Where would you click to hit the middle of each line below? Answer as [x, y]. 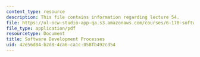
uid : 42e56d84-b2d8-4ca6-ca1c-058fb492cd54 [61, 45]
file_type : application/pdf [41, 28]
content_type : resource [36, 12]
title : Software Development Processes [56, 39]
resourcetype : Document [36, 34]
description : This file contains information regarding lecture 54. [93, 17]
